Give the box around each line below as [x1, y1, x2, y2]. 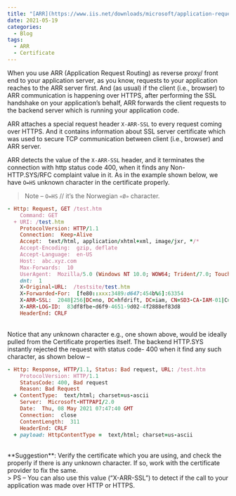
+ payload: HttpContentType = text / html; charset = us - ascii [13, 431, 193, 438]
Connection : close [20, 412, 77, 419]
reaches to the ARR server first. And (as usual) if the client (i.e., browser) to [7, 84, 225, 92]
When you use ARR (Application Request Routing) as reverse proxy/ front [7, 68, 219, 77]
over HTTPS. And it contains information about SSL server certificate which [7, 127, 226, 136]
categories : [7, 23, 42, 30]
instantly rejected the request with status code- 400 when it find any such [7, 345, 222, 353]
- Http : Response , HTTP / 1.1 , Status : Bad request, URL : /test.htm [7, 366, 206, 373]
